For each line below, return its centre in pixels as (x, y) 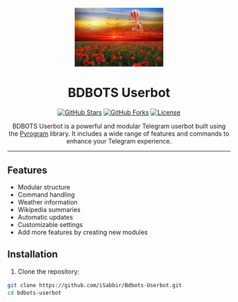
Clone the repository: (49, 271)
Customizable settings (50, 224)
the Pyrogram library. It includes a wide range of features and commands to (119, 134)
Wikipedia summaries (49, 209)
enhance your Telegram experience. (119, 141)
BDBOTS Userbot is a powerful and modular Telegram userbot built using (119, 126)
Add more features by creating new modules (83, 232)
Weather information (47, 202)
